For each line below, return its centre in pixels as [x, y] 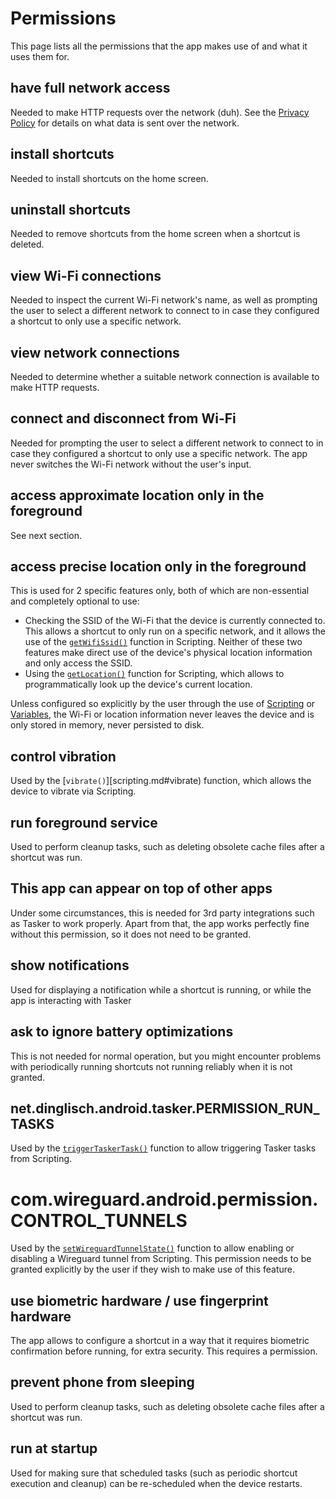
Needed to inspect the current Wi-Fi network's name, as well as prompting [164, 300]
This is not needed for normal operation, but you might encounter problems [166, 1056]
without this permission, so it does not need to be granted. [131, 934]
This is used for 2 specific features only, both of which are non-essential [160, 591]
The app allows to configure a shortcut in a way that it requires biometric [160, 1341]
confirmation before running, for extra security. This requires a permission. [164, 1351]
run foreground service [84, 822]
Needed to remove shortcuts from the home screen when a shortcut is [155, 234]
